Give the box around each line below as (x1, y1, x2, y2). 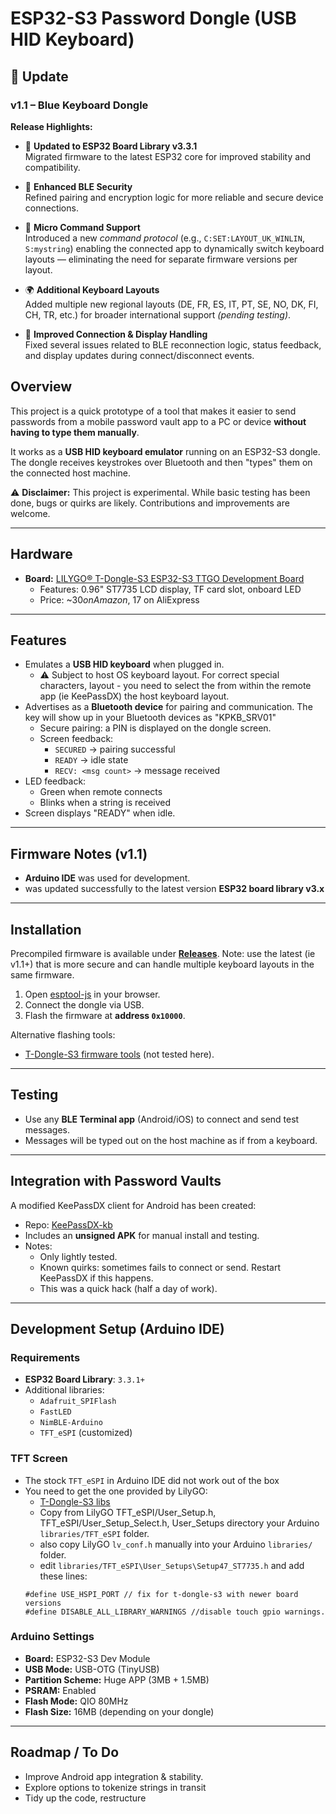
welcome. (10, 507, 51, 519)
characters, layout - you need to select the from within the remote (39, 680, 312, 692)
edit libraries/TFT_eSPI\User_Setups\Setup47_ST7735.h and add (39, 1559, 305, 1571)
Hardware (10, 546, 73, 563)
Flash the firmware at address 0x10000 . (24, 1009, 186, 1021)
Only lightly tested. (39, 1250, 118, 1262)
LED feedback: (24, 775, 87, 787)
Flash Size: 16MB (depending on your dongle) (24, 1705, 215, 1717)
